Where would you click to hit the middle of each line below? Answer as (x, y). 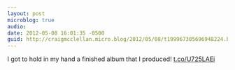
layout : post (26, 14)
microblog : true (31, 20)
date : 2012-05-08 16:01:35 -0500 (56, 33)
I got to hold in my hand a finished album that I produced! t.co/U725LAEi (111, 59)
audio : (17, 26)
